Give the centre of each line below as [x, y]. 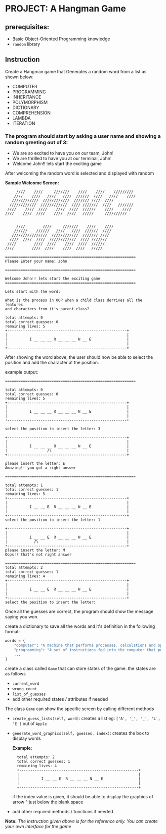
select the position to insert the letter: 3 [53, 429]
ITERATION [24, 123]
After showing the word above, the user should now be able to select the [79, 357]
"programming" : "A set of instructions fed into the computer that [85, 650]
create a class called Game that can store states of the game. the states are [81, 668]
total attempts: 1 [24, 485]
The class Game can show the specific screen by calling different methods [80, 709]
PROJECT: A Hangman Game [65, 9]
